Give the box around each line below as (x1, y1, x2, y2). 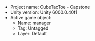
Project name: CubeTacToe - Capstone (10, 4, 90, 10)
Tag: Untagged (17, 25, 49, 31)
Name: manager (17, 20, 51, 26)
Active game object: (10, 15, 52, 20)
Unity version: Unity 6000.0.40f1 (10, 9, 78, 15)
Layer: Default (17, 31, 47, 36)
